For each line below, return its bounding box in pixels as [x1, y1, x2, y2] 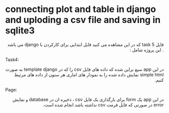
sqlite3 [5, 25, 35, 36]
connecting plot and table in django [5, 4, 156, 15]
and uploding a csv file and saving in [5, 14, 161, 26]
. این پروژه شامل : [129, 47, 164, 53]
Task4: [5, 56, 19, 62]
